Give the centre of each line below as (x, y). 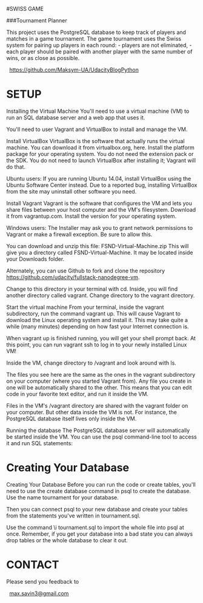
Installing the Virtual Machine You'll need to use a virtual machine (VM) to (98, 111)
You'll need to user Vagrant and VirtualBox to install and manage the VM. (97, 129)
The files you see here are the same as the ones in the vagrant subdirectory (101, 374)
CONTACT (33, 565)
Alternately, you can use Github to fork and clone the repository (86, 271)
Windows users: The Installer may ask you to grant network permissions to (99, 227)
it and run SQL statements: (39, 443)
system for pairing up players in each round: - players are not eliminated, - (99, 45)
